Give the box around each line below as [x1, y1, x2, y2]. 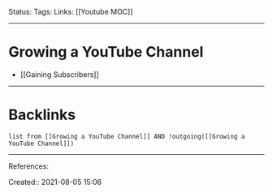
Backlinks [8, 105, 76, 124]
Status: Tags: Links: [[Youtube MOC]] [8, 7, 133, 16]
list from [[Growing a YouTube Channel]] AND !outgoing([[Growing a [8, 132, 245, 140]
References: [8, 161, 49, 171]
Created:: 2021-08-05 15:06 [8, 177, 102, 187]
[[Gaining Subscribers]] [19, 69, 99, 79]
